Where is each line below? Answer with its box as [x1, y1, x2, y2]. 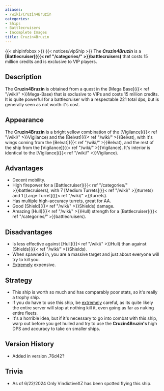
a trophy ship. [12, 294, 40, 300]
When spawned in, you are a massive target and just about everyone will [12, 251, 160, 257]
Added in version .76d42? [12, 353, 65, 359]
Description [5, 73, 42, 81]
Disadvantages [5, 228, 53, 236]
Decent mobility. [12, 177, 46, 183]
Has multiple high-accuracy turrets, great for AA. [12, 198, 111, 204]
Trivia [5, 367, 23, 376]
